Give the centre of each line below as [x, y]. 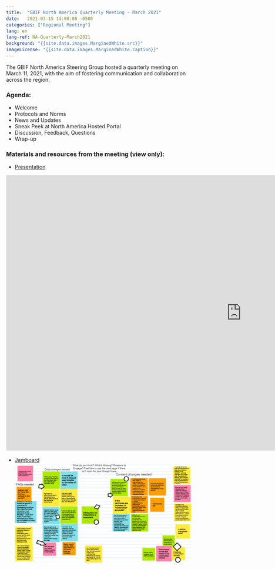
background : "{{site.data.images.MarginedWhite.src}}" [75, 44]
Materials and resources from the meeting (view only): [85, 154]
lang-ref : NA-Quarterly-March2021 [48, 37]
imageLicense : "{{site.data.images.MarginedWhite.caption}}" [83, 50]
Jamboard [27, 460]
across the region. [28, 79]
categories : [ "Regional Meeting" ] [48, 25]
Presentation [30, 167]
